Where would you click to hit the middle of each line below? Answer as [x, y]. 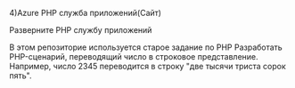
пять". [20, 76]
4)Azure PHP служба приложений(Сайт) [86, 13]
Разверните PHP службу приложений [81, 30]
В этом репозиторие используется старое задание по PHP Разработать [146, 47]
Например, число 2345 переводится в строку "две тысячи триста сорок [148, 66]
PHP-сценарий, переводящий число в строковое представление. [134, 56]
